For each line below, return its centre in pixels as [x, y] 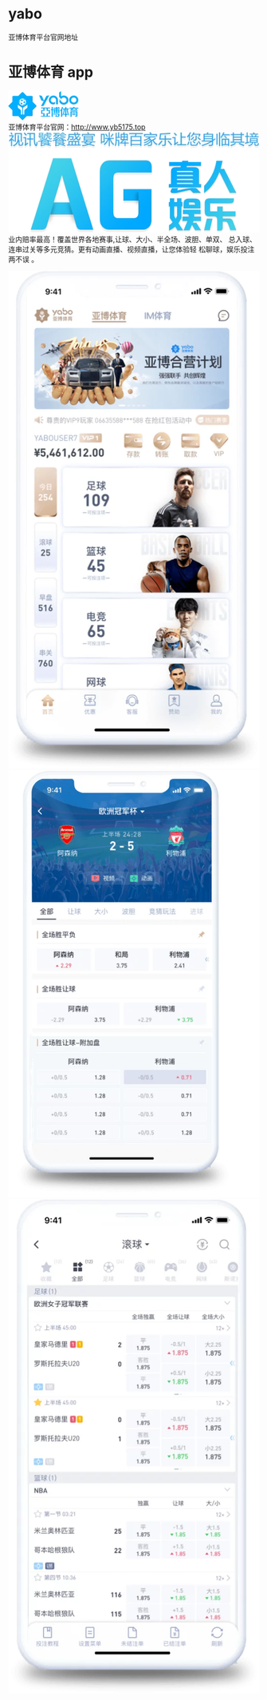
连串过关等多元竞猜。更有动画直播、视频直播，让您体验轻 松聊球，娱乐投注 [132, 249]
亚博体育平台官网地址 [43, 37]
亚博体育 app [51, 72]
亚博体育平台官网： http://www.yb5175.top [77, 127]
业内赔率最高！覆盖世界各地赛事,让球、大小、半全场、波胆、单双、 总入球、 [132, 240]
